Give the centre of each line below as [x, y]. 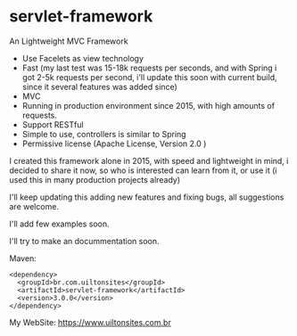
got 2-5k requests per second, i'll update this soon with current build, [150, 77]
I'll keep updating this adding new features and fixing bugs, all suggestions [147, 197]
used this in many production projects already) [95, 179]
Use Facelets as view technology [83, 58]
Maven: [23, 258]
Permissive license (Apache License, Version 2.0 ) [114, 143]
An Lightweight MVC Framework [69, 41]
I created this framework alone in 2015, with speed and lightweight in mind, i [149, 160]
